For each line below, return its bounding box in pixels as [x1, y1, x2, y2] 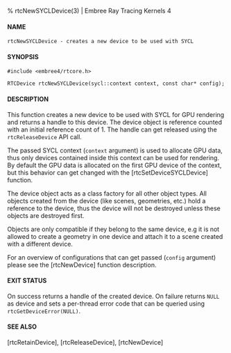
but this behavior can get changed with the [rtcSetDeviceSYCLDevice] [7, 168, 208, 177]
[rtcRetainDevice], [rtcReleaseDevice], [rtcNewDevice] [7, 338, 164, 347]
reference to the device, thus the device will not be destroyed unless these [7, 204, 221, 212]
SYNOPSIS [7, 52, 40, 61]
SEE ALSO [7, 322, 37, 331]
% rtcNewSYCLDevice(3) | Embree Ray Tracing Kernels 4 [7, 7, 171, 15]
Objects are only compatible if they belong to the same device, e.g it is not [7, 225, 220, 233]
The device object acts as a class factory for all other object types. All [7, 189, 207, 198]
